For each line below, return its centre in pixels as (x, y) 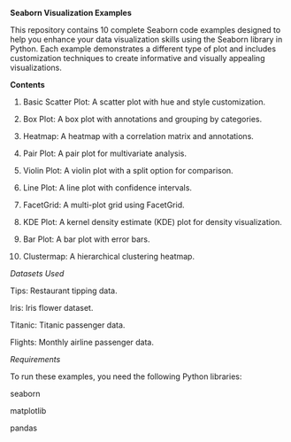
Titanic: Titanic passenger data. (68, 325)
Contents (27, 85)
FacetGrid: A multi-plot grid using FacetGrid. (103, 205)
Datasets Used (37, 273)
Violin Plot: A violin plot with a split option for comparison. (128, 171)
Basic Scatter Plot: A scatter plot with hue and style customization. (144, 102)
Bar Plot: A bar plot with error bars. (86, 239)
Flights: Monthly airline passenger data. (82, 342)
